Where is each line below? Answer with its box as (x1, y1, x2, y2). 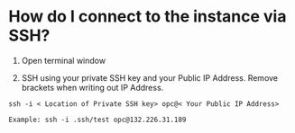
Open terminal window (21, 55, 106, 66)
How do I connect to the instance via (8, 6, 287, 27)
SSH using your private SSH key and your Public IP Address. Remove (21, 72, 279, 83)
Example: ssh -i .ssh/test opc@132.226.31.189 (8, 115, 187, 124)
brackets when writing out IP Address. (21, 82, 164, 93)
